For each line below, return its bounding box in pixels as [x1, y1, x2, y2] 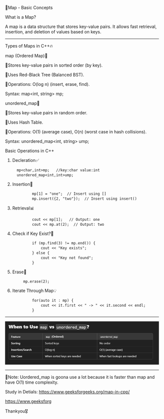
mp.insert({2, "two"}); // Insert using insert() [32, 196, 137, 201]
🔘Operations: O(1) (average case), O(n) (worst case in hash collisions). [5, 129, 147, 134]
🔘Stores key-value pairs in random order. [5, 110, 88, 115]
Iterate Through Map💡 [12, 288, 57, 293]
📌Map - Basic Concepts [5, 5, 53, 10]
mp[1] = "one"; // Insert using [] [32, 191, 106, 196]
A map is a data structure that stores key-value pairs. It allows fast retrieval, [5, 24, 157, 29]
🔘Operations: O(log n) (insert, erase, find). [5, 81, 90, 87]
